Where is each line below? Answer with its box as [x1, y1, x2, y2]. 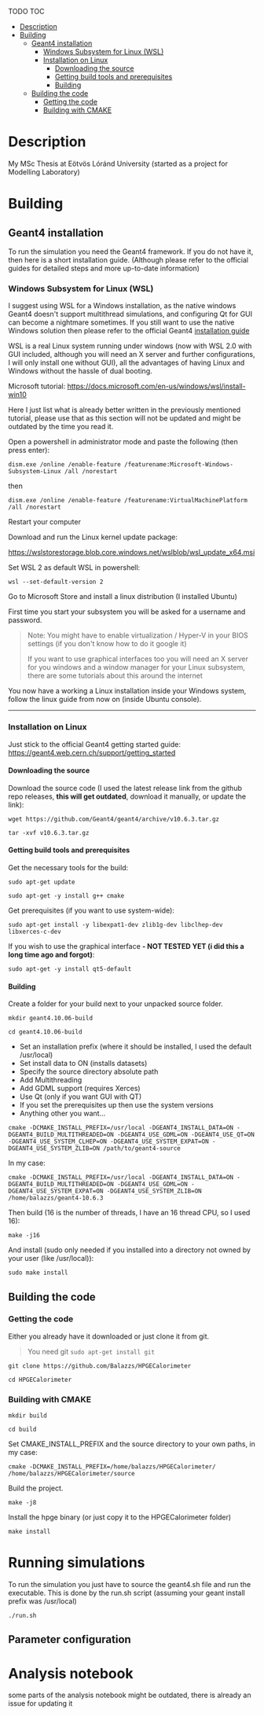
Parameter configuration [8, 1633, 131, 1646]
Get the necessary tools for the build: [8, 862, 129, 872]
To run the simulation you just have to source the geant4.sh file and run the [8, 1580, 251, 1589]
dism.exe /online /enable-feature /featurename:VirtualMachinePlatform [8, 497, 247, 505]
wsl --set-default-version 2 [8, 578, 104, 586]
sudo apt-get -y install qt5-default [8, 965, 132, 973]
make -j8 [8, 1499, 37, 1507]
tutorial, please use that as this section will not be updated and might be [8, 413, 241, 423]
